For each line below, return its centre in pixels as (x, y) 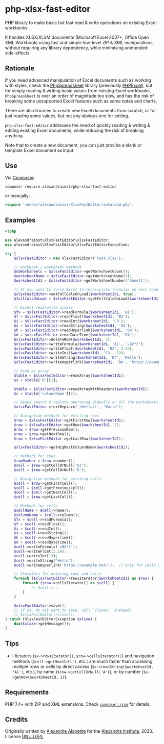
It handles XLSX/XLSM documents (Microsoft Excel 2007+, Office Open (77, 37)
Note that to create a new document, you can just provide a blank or (73, 145)
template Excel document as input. (40, 150)
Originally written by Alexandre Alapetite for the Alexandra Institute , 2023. (79, 731)
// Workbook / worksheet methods (48, 267)
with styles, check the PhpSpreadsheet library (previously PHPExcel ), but (79, 85)
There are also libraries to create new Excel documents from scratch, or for (81, 110)
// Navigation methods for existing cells (58, 479)
